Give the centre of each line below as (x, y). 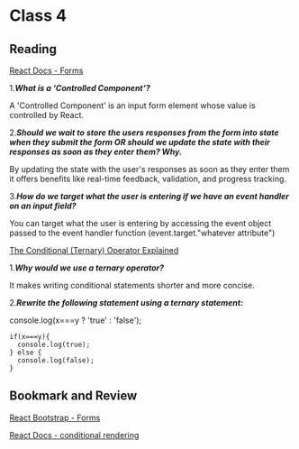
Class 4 (38, 16)
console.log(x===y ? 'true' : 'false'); (76, 320)
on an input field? (43, 206)
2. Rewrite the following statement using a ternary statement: (127, 302)
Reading (33, 49)
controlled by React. (46, 115)
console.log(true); (54, 344)
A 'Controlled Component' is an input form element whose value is (132, 105)
